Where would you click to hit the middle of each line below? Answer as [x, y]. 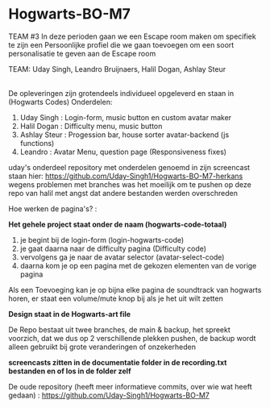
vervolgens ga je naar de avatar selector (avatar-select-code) [122, 257]
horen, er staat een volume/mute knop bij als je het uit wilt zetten [116, 298]
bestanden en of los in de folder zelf [70, 371]
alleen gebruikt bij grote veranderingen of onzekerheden [102, 347]
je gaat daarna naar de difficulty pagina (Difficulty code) [113, 248]
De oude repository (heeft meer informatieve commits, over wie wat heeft [130, 386]
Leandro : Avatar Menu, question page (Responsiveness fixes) [123, 152]
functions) [37, 143]
